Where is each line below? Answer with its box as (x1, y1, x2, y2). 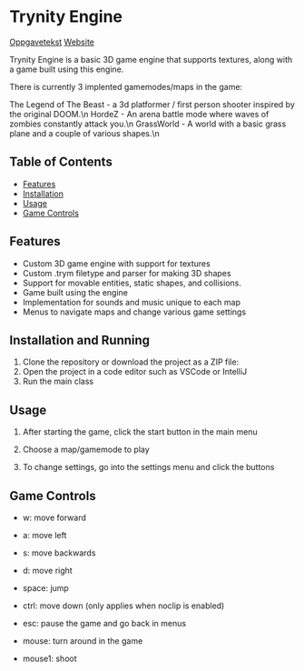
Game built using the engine (22, 286, 129, 297)
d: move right (22, 566, 73, 576)
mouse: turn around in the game (22, 636, 143, 646)
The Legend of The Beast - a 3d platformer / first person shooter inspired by (9, 98, 295, 110)
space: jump (22, 583, 70, 593)
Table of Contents (9, 155, 113, 170)
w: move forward (22, 512, 86, 523)
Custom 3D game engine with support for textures (22, 257, 211, 269)
